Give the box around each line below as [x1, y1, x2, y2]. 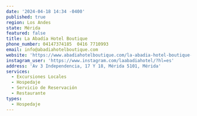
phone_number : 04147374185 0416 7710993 [6, 42, 109, 47]
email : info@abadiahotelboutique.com [6, 47, 98, 53]
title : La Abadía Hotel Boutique [6, 36, 88, 42]
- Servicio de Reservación [11, 85, 77, 91]
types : [6, 95, 22, 101]
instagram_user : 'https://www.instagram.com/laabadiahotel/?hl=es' [6, 57, 175, 63]
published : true [6, 14, 46, 20]
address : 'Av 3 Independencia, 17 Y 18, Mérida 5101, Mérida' [6, 63, 161, 69]
